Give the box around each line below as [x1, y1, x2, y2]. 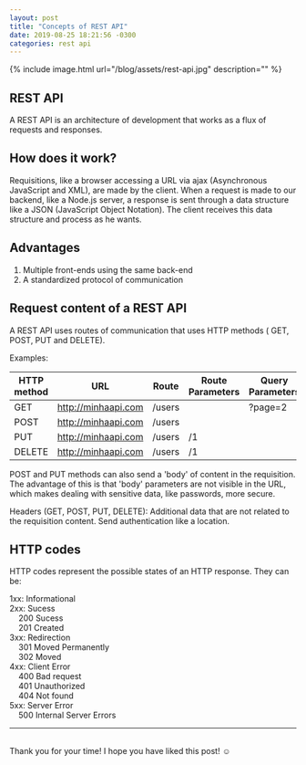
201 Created [17, 623, 65, 634]
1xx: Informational [9, 593, 76, 604]
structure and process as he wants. [9, 214, 143, 225]
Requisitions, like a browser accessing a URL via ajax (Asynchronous [9, 174, 268, 185]
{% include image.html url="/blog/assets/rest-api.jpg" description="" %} [9, 64, 282, 75]
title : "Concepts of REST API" [9, 22, 128, 31]
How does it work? [9, 151, 117, 166]
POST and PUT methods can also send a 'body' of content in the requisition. [9, 468, 296, 479]
